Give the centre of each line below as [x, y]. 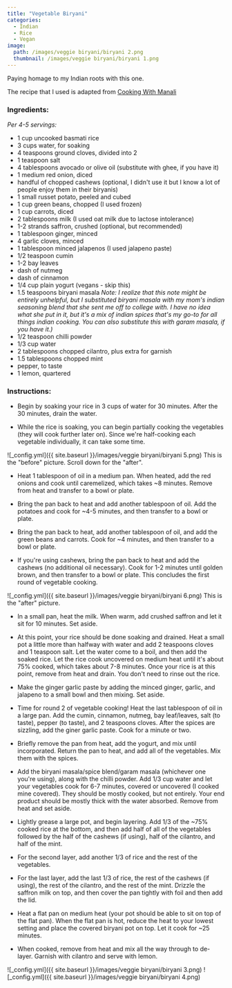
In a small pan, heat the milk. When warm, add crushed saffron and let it [119, 616]
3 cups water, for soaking [53, 145]
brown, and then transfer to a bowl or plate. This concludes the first [113, 575]
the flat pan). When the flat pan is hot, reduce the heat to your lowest [115, 921]
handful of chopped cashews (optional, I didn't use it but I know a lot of [118, 182]
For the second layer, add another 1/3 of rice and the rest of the [107, 857]
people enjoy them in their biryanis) [68, 190]
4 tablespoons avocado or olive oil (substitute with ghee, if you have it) [118, 167]
